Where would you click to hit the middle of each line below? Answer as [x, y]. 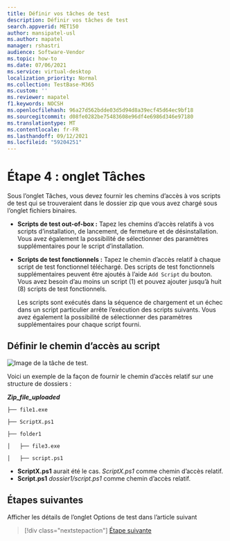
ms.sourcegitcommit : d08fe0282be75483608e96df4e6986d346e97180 [100, 116]
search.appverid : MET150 [43, 26]
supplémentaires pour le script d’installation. [80, 246]
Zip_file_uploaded [34, 397]
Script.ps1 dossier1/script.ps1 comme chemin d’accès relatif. [104, 478]
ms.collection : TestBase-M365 [51, 85]
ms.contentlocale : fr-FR [43, 130]
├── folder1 [24, 434]
